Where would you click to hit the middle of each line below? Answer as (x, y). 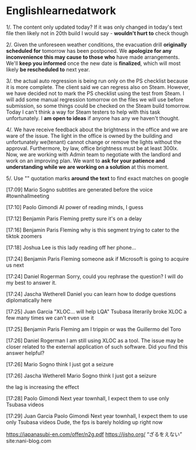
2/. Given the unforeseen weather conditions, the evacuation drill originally (97, 45)
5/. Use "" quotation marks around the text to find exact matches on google (97, 178)
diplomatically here (29, 300)
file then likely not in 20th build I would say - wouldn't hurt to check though (97, 33)
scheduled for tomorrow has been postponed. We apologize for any (89, 50)
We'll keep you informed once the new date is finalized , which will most (93, 63)
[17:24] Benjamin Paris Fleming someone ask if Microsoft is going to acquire (97, 258)
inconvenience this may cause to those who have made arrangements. (93, 57)
